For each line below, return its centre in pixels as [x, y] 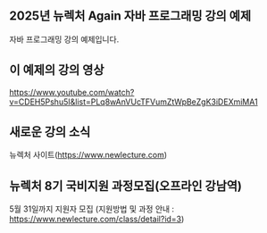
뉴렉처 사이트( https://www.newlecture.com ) [88, 155]
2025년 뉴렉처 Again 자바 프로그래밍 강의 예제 [130, 16]
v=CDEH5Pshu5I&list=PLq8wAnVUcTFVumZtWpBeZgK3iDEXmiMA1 [133, 102]
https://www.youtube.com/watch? [72, 92]
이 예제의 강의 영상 [57, 70]
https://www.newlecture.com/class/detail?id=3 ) [97, 219]
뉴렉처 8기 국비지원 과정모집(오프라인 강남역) [126, 186]
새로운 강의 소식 [50, 132]
